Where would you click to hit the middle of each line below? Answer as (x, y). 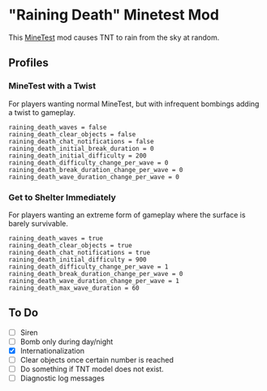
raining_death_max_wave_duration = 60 (74, 288)
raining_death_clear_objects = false (72, 134)
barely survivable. (39, 223)
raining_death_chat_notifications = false (81, 141)
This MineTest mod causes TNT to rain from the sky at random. (114, 37)
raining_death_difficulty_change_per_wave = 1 (88, 266)
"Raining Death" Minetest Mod (114, 15)
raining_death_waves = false (58, 127)
